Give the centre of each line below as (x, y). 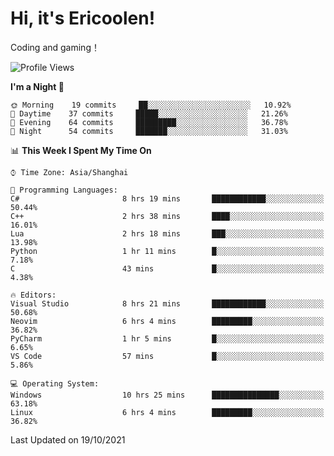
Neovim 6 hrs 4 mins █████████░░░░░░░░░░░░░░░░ (167, 321)
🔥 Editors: (33, 295)
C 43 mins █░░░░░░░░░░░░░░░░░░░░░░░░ (167, 268)
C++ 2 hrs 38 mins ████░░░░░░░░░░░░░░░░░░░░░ (167, 216)
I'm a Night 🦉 (37, 86)
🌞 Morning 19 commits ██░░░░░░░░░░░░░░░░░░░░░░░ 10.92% (151, 105)
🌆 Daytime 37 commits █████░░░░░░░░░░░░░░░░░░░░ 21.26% (149, 113)
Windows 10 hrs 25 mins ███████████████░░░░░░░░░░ (167, 395)
